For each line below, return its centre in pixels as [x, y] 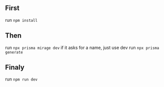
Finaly [15, 67]
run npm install [21, 20]
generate [14, 52]
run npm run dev [21, 79]
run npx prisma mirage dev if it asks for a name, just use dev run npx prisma [82, 47]
